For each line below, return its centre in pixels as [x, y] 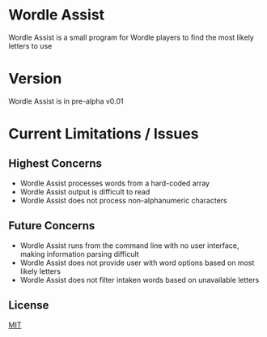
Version [35, 79]
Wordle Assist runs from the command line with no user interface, [129, 245]
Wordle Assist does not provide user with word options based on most [137, 262]
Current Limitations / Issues [104, 134]
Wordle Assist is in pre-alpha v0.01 [66, 101]
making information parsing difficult [79, 254]
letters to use [30, 45]
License [29, 305]
